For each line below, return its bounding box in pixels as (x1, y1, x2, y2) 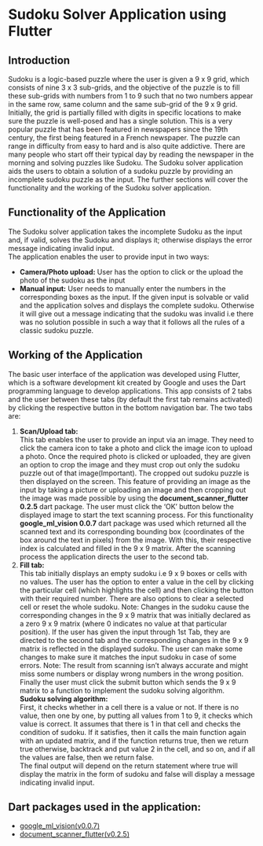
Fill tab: (19, 560, 45, 570)
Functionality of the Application (8, 206, 166, 220)
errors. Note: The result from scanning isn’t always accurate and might (19, 660, 249, 670)
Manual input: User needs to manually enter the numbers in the (19, 283, 226, 293)
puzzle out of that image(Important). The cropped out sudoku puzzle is (19, 468, 250, 478)
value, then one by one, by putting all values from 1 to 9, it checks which (19, 711, 254, 720)
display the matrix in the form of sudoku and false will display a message (19, 769, 255, 778)
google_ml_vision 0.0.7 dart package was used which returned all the (19, 518, 247, 528)
